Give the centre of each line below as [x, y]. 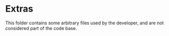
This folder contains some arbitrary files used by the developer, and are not [85, 23]
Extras [19, 9]
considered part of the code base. [41, 28]
